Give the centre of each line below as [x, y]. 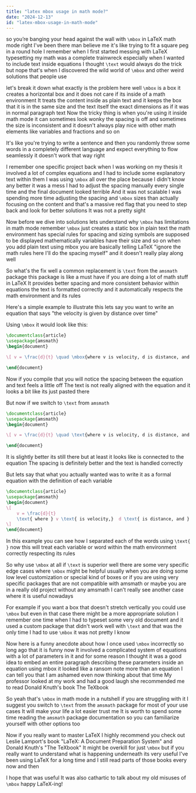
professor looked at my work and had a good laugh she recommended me [95, 681]
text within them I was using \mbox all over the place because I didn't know [96, 179]
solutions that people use [37, 76]
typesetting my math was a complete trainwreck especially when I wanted [95, 58]
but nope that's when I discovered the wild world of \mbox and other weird [95, 70]
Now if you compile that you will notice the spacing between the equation [94, 379]
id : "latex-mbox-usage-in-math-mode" [52, 22]
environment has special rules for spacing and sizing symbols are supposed [98, 234]
